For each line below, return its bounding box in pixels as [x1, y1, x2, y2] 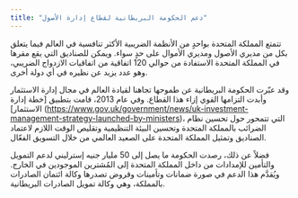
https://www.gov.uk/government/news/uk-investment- [47, 103, 250, 113]
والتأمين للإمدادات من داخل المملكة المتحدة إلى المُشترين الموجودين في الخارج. [10, 158, 275, 169]
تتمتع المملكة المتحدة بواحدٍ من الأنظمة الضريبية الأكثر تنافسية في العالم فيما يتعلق [10, 38, 282, 49]
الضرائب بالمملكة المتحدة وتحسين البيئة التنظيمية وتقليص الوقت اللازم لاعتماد [10, 122, 267, 133]
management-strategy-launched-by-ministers [10, 112, 180, 123]
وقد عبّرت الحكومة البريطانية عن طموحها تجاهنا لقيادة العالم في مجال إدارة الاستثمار [10, 84, 290, 94]
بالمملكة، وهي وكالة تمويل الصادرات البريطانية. [10, 177, 165, 189]
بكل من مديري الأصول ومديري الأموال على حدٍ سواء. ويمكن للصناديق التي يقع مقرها [10, 47, 288, 58]
